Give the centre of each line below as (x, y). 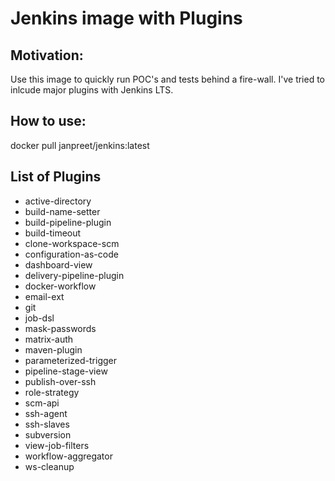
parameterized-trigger (71, 360)
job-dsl (39, 318)
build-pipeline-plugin (68, 222)
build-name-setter (62, 211)
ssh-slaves (47, 424)
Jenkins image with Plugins (126, 18)
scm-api (42, 403)
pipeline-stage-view (66, 371)
